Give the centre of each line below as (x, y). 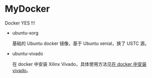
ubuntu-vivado (28, 54)
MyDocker (27, 9)
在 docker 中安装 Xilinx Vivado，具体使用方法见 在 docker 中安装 (79, 64)
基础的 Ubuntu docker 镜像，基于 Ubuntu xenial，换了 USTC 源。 (81, 43)
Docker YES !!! (20, 23)
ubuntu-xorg (25, 33)
